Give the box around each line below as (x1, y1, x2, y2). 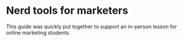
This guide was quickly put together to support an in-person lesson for (6, 23, 177, 30)
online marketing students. (6, 29, 70, 36)
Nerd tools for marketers (6, 4, 128, 17)
